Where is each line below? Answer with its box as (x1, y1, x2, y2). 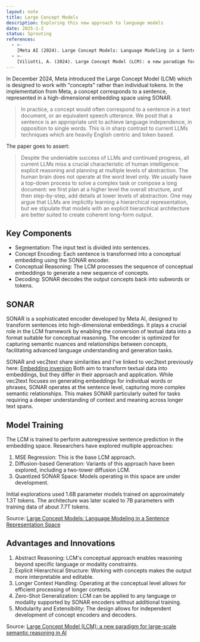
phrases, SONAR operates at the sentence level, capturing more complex (6, 384, 186, 391)
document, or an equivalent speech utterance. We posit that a (20, 111, 173, 119)
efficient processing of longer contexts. (14, 585, 112, 593)
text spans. (6, 403, 34, 410)
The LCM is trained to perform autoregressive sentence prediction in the (6, 436, 183, 443)
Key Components (6, 228, 72, 238)
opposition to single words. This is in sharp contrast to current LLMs (20, 125, 189, 132)
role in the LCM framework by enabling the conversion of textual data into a (6, 328, 192, 335)
